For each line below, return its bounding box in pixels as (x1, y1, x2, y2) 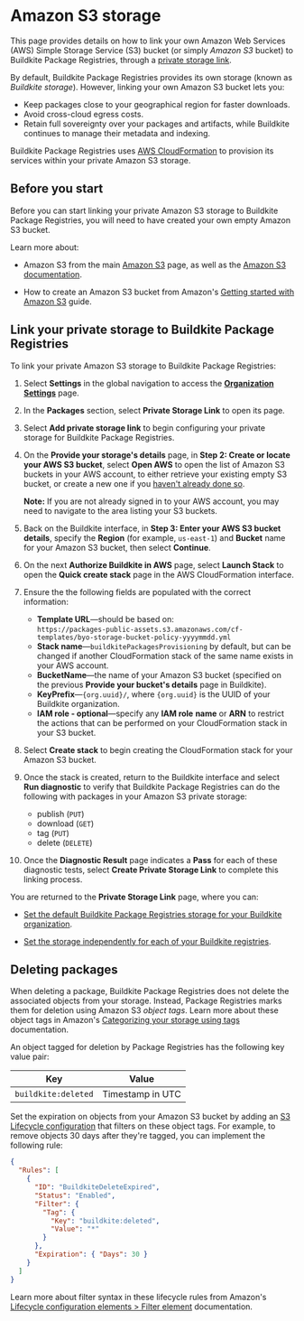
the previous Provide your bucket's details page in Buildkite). (36, 679, 267, 690)
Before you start (10, 181, 104, 197)
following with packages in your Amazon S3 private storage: (23, 791, 247, 802)
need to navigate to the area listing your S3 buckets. (23, 505, 217, 516)
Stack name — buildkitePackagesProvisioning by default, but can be (36, 640, 291, 651)
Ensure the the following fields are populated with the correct (23, 586, 252, 597)
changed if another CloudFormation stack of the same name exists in (36, 650, 294, 661)
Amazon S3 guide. (23, 295, 93, 307)
